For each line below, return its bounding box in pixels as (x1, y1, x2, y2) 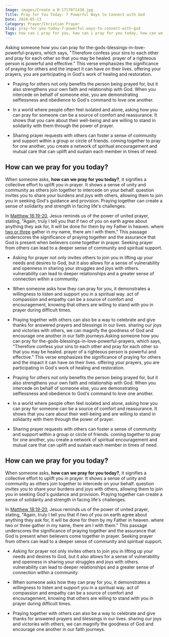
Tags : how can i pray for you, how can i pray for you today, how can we (5, 31, 163, 36)
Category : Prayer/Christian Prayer (5, 21, 80, 27)
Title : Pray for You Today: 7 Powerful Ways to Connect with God (5, 12, 145, 17)
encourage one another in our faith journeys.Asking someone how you (12, 333, 159, 339)
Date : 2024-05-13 (5, 17, 42, 22)
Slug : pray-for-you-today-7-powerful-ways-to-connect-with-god (5, 26, 141, 31)
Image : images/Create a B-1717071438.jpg (5, 7, 94, 13)
